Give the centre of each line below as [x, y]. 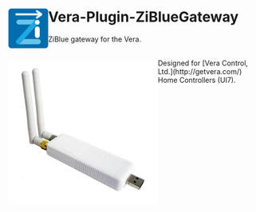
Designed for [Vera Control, [203, 63]
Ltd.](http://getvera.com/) [200, 71]
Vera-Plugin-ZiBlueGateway [144, 17]
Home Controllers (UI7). [197, 80]
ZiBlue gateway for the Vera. [95, 39]
